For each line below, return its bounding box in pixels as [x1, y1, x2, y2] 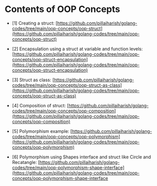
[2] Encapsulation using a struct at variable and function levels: [12, 46, 143, 52]
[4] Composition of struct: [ [12, 102, 69, 108]
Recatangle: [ [12, 159, 40, 165]
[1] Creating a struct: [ [12, 20, 57, 26]
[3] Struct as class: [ [12, 77, 54, 83]
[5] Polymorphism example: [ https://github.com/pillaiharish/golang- [12, 128, 152, 134]
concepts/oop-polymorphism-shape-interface [12, 175, 109, 181]
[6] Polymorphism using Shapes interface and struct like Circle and [12, 154, 151, 160]
